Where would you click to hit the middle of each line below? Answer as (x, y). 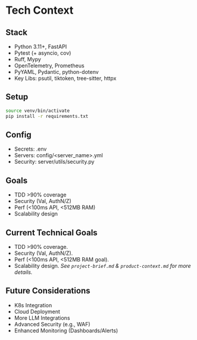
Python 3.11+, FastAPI (40, 46)
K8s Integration (33, 305)
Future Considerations (48, 291)
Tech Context (40, 10)
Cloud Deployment (37, 311)
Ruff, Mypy (27, 59)
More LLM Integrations (42, 318)
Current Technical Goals (51, 233)
